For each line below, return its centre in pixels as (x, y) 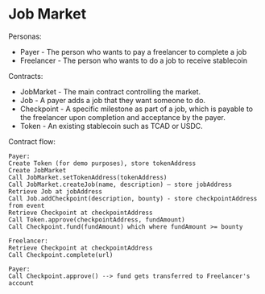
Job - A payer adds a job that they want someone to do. (113, 100)
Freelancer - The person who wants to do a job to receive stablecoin (134, 60)
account (21, 283)
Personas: (25, 36)
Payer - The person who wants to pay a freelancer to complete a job (133, 52)
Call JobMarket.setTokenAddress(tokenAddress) (88, 177)
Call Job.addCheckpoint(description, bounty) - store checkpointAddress (133, 198)
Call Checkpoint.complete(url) (61, 255)
